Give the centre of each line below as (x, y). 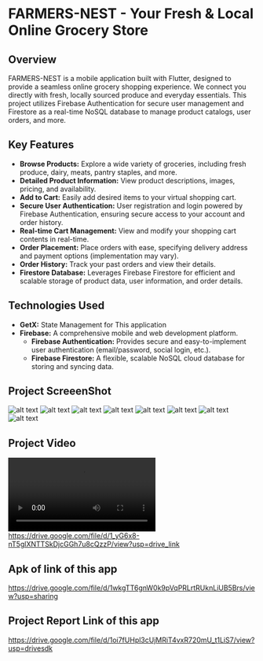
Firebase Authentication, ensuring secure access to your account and (132, 214)
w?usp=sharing (33, 596)
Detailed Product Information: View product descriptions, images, (127, 180)
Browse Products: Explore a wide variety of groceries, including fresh (133, 164)
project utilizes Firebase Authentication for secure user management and (126, 103)
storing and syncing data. (72, 366)
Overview (33, 59)
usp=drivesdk (31, 648)
